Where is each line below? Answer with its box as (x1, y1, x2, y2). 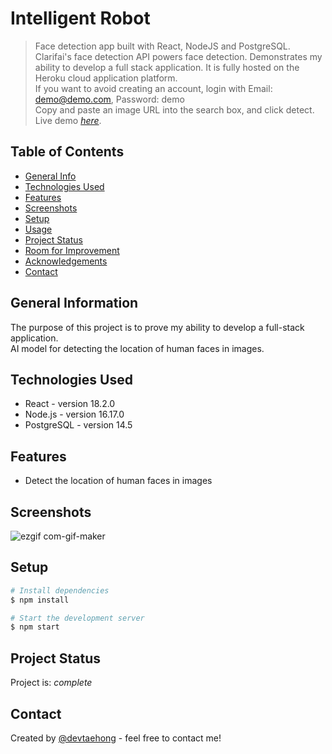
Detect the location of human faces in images (24, 475, 213, 487)
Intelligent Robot (10, 7, 151, 30)
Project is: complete (10, 677, 93, 689)
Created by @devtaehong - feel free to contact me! (10, 732, 222, 744)
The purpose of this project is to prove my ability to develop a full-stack (10, 321, 305, 333)
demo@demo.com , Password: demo (34, 93, 185, 105)
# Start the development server (10, 613, 145, 623)
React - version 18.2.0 (24, 398, 116, 410)
